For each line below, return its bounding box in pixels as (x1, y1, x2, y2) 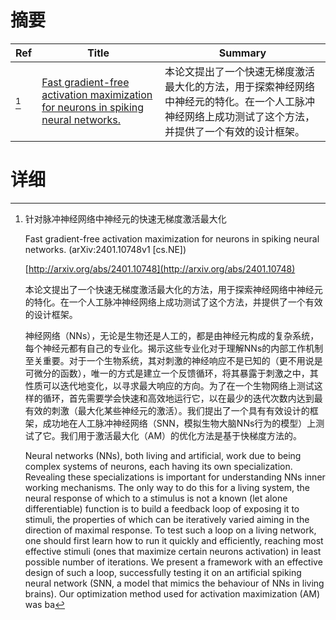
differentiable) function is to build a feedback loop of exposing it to (24, 502, 300, 515)
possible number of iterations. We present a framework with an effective (24, 556, 323, 568)
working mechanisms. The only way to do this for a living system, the (24, 481, 311, 493)
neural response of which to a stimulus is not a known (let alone (24, 492, 288, 504)
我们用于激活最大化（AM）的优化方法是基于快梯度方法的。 (59, 429, 303, 441)
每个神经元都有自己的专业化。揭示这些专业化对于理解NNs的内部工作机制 (24, 342, 324, 354)
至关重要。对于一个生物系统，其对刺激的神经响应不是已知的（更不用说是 (24, 354, 323, 366)
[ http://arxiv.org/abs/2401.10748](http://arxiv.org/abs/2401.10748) (24, 262, 296, 275)
